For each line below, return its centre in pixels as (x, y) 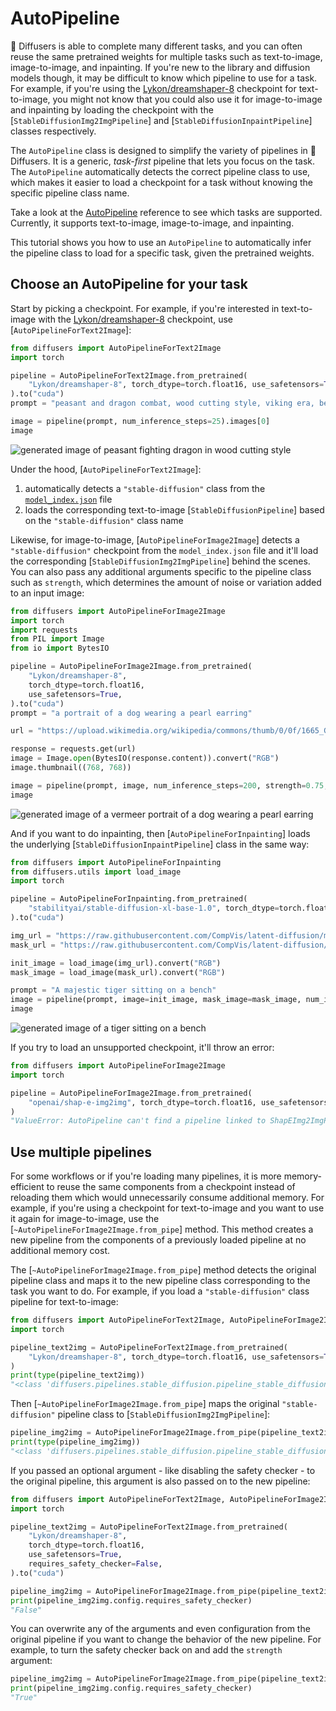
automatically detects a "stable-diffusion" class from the (145, 488)
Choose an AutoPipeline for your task (129, 284)
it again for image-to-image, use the (85, 1219)
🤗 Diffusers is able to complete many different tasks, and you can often (156, 46)
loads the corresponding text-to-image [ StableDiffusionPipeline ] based (174, 509)
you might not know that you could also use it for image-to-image (187, 99)
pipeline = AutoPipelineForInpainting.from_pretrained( (129, 899)
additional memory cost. (60, 1251)
